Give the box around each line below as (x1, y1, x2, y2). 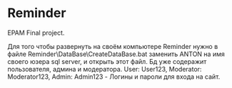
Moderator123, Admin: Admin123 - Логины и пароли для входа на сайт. (7, 72, 221, 81)
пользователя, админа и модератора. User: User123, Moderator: (7, 65, 202, 73)
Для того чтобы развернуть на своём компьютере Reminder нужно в (7, 42, 218, 50)
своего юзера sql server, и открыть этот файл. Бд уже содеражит (7, 57, 207, 65)
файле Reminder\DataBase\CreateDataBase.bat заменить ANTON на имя (7, 50, 225, 58)
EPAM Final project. (7, 28, 65, 37)
